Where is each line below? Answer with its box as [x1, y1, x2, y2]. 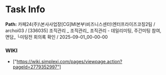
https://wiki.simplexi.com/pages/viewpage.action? [16, 59, 123, 65]
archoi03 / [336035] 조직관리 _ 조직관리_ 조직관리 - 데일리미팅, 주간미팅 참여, [5, 27, 162, 34]
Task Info [5, 4, 45, 15]
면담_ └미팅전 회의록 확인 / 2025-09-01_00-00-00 [5, 34, 108, 40]
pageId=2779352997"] [12, 64, 61, 70]
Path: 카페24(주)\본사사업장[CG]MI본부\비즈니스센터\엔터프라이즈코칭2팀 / [5, 21, 156, 27]
